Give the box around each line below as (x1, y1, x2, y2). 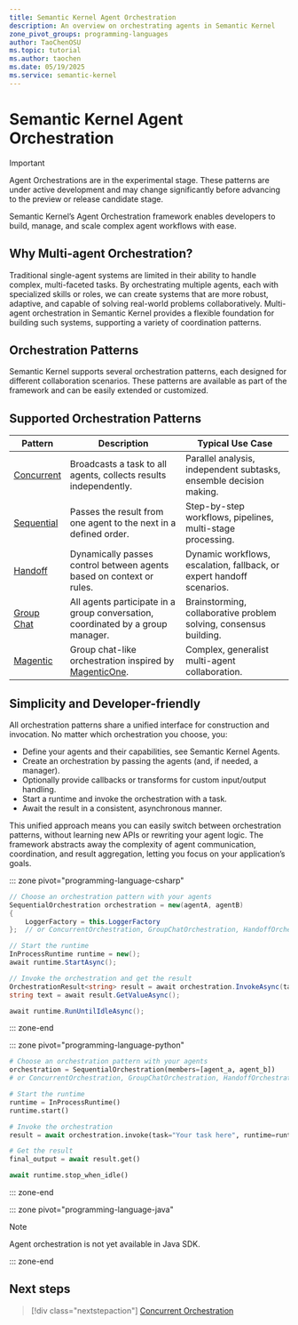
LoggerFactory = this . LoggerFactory (25, 917, 161, 926)
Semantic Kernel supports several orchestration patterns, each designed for (9, 366, 286, 377)
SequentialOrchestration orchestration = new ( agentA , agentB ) (9, 900, 244, 910)
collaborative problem (185, 606, 277, 619)
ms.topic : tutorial (9, 46, 82, 55)
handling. (21, 783, 57, 794)
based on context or (69, 570, 154, 582)
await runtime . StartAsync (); (9, 958, 117, 968)
